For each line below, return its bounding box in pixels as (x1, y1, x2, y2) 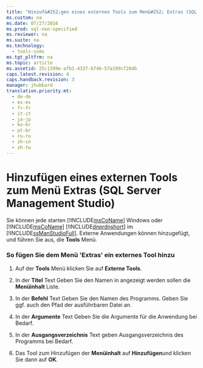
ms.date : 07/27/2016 (6, 20, 59, 26)
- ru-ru (12, 133, 32, 140)
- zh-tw (12, 144, 32, 151)
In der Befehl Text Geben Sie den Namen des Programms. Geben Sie (15, 295, 188, 302)
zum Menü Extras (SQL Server (6, 183, 162, 197)
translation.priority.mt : (6, 88, 72, 94)
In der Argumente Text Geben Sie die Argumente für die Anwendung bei (15, 313, 198, 320)
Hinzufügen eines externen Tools (6, 171, 178, 184)
